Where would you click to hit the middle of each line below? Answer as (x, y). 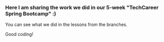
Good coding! (19, 34)
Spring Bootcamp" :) (31, 13)
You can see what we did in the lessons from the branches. (66, 24)
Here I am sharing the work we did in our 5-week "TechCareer (82, 7)
